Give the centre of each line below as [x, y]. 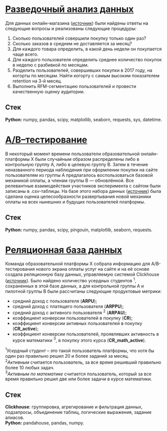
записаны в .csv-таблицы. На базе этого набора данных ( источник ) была [83, 191]
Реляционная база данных [64, 250]
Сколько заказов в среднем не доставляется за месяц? [72, 43]
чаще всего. [25, 54]
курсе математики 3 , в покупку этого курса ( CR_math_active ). [79, 340]
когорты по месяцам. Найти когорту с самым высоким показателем [86, 75]
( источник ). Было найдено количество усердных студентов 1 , [71, 280]
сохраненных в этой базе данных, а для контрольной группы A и [74, 286]
